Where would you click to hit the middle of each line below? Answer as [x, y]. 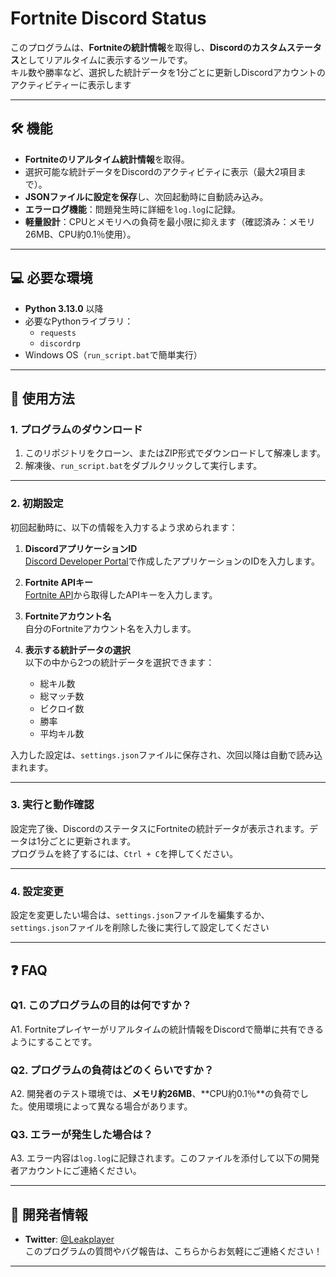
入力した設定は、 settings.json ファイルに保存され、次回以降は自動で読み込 [166, 754]
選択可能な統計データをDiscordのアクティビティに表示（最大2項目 [161, 171]
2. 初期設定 [37, 504]
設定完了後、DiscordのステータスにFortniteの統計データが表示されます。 [160, 828]
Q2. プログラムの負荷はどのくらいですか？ [112, 1070]
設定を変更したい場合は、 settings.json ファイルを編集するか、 [140, 915]
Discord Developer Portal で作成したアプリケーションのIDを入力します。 [172, 561]
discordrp [60, 343]
